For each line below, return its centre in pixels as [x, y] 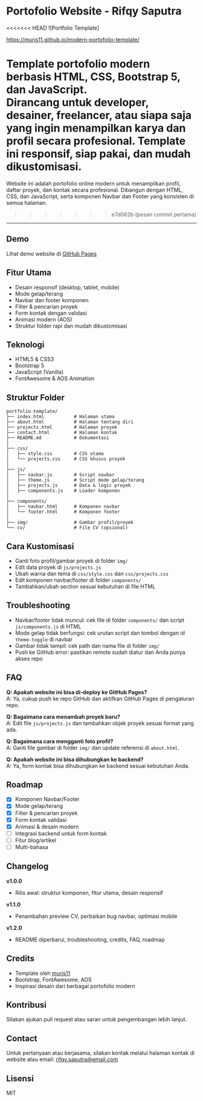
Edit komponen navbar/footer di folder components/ [78, 580]
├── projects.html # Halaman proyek [62, 427]
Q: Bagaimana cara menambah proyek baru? [63, 717]
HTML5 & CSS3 [34, 359]
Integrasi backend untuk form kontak [61, 833]
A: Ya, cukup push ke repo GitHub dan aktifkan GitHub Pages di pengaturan [100, 699]
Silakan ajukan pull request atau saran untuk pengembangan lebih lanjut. [97, 1019]
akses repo [29, 658]
